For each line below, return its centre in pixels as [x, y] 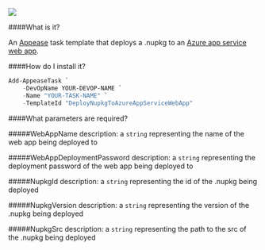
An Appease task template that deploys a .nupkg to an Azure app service [128, 42]
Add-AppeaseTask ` [38, 81]
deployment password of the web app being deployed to [101, 166]
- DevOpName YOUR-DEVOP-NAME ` [73, 88]
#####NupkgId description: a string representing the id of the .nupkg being [133, 181]
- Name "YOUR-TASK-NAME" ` [65, 95]
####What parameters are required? [68, 118]
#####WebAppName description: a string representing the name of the [126, 133]
